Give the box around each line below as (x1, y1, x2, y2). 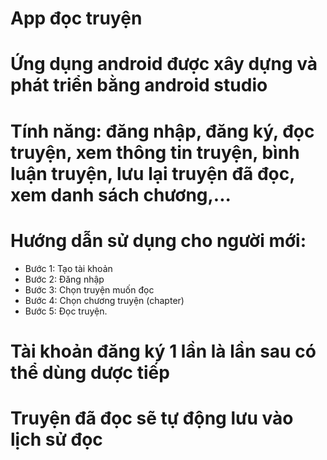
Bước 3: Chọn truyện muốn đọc (24, 283, 155, 296)
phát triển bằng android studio (10, 74, 268, 97)
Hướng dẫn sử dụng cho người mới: (10, 229, 307, 252)
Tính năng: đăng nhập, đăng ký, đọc (10, 120, 315, 142)
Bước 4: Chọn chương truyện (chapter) (24, 294, 185, 306)
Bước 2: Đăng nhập (24, 273, 105, 285)
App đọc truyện (10, 7, 143, 30)
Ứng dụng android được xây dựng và (10, 53, 318, 76)
